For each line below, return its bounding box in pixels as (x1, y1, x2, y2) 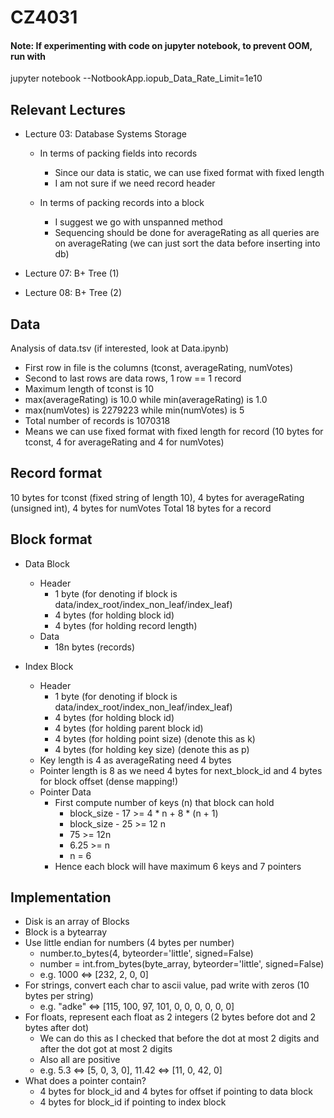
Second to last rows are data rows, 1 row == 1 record (24, 372, 242, 385)
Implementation (10, 889, 112, 906)
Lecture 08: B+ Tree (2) (24, 287, 122, 299)
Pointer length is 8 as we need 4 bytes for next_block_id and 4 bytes (39, 764, 323, 776)
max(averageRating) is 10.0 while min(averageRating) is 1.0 (24, 394, 268, 406)
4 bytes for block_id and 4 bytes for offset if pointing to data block (39, 1086, 313, 1098)
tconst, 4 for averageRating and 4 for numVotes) (24, 436, 225, 448)
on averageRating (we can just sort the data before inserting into (54, 237, 321, 250)
